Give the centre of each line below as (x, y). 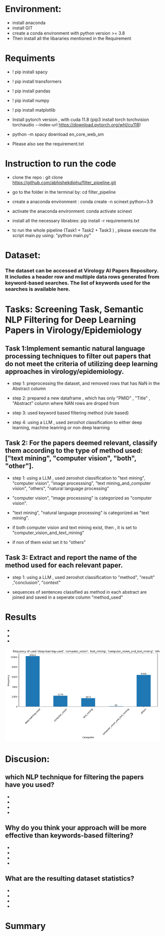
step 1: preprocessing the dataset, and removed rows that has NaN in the (86, 383)
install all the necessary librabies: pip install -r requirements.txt (76, 220)
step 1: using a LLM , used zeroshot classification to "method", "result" (83, 577)
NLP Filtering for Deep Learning (70, 320)
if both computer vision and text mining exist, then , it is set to (75, 527)
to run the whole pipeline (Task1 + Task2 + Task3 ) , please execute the (84, 230)
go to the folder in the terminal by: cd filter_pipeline (64, 192)
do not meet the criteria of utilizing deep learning (82, 364)
